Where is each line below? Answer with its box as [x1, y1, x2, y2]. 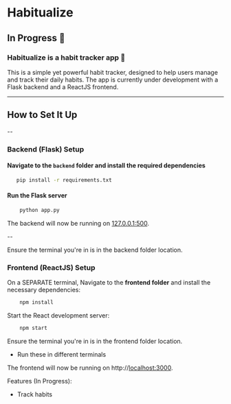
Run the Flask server [7, 191, 67, 200]
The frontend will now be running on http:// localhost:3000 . [7, 364, 173, 372]
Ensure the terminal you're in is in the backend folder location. [7, 246, 183, 254]
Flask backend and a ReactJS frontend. [7, 82, 119, 91]
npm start [19, 324, 48, 331]
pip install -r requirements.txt [16, 176, 112, 183]
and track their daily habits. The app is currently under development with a [7, 75, 219, 84]
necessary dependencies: [7, 286, 81, 294]
